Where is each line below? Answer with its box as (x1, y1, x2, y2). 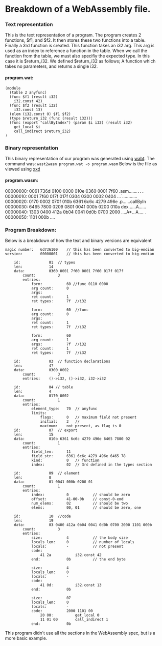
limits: (31, 411, 47, 416)
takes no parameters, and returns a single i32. (5, 63, 98, 69)
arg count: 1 (31, 338, 69, 343)
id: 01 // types (14, 260, 76, 265)
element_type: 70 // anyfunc (31, 407, 97, 411)
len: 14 (14, 264, 54, 269)
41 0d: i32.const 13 (40, 583, 102, 588)
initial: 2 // (40, 419, 80, 424)
